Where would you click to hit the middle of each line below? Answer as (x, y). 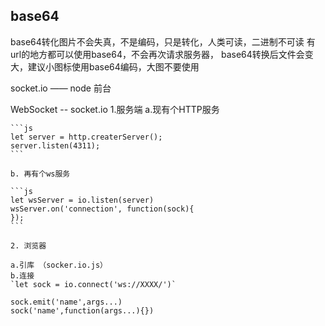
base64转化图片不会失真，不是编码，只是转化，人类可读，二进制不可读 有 (163, 41)
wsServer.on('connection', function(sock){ (102, 209)
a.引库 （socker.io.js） (59, 265)
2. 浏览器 (28, 245)
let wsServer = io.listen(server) (82, 200)
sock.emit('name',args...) (66, 302)
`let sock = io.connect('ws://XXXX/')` (93, 284)
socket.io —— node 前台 (61, 88)
